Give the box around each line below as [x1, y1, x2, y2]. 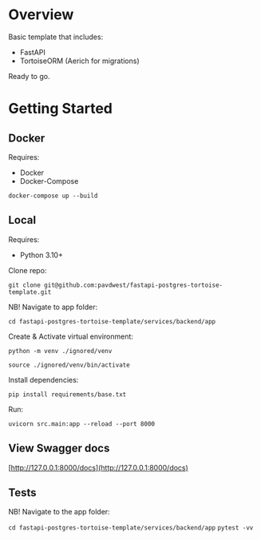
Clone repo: [8, 265, 47, 275]
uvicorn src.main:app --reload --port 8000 [8, 419, 156, 428]
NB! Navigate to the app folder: [8, 507, 110, 517]
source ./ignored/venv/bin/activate [8, 361, 130, 369]
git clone [8, 281, 42, 289]
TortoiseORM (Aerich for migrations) [19, 56, 140, 66]
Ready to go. [8, 71, 50, 81]
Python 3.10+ [19, 250, 64, 260]
